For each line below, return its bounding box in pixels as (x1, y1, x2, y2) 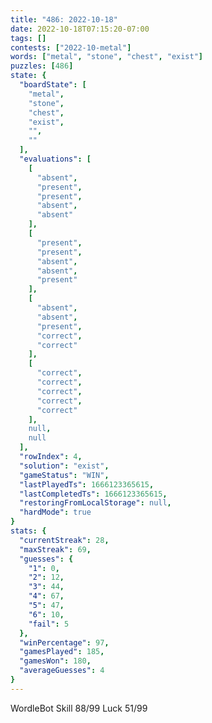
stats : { (10, 526, 47, 536)
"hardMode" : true (19, 507, 92, 518)
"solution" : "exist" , (19, 461, 110, 471)
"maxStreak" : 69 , (19, 544, 92, 555)
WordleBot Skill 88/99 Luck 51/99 (10, 702, 148, 714)
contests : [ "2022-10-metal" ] (10, 42, 132, 53)
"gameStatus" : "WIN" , (19, 470, 110, 480)
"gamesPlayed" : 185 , (19, 647, 105, 657)
